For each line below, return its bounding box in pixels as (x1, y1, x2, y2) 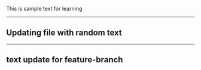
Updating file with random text (6, 28, 122, 38)
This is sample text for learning (6, 5, 83, 12)
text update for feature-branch (6, 55, 123, 65)
